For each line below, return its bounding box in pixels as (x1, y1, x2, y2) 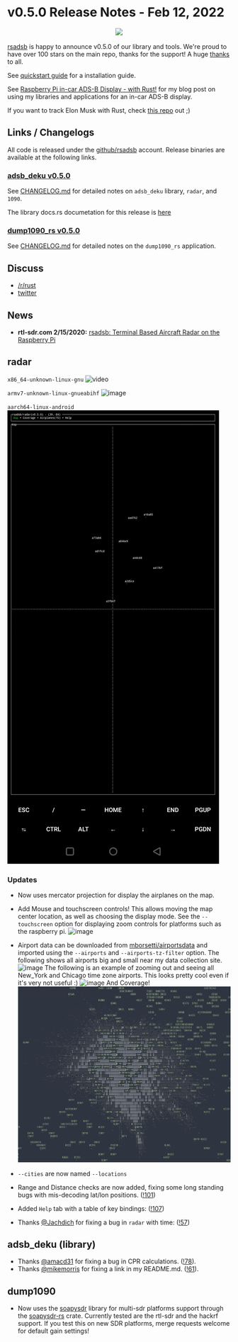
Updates (7, 874, 38, 884)
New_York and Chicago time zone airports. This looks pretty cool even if (17, 971, 229, 980)
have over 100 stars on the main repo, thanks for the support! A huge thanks (7, 50, 230, 58)
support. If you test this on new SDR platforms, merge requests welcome (17, 1319, 230, 1328)
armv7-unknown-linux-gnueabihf (7, 390, 100, 397)
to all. (7, 57, 23, 66)
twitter (17, 288, 37, 298)
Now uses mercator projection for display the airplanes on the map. (17, 891, 215, 900)
